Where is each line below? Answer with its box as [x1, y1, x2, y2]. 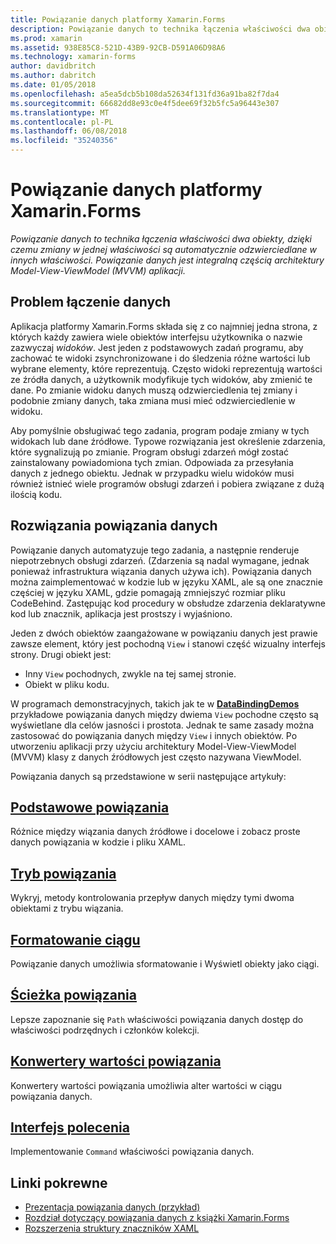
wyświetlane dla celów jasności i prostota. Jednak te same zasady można [10, 719, 315, 731]
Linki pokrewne [10, 1174, 108, 1191]
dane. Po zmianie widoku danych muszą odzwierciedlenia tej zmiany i [10, 384, 298, 396]
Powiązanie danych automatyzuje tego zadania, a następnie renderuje [10, 544, 300, 556]
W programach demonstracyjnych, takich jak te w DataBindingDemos [10, 697, 300, 710]
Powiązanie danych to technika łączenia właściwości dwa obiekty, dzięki [10, 232, 313, 245]
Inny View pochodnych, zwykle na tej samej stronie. [24, 667, 237, 680]
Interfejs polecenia [10, 1119, 130, 1136]
